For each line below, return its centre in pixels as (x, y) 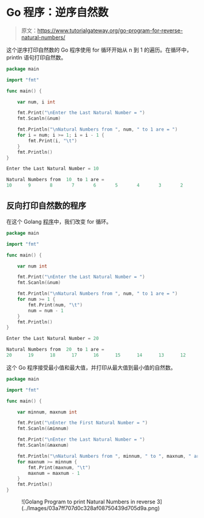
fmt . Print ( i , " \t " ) (53, 140)
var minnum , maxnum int (47, 412)
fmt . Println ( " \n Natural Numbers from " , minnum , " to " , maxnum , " (104, 456)
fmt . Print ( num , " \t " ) (56, 305)
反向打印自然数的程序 (46, 206)
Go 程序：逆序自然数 (57, 12)
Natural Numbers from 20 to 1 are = (55, 350)
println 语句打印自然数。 (36, 57)
